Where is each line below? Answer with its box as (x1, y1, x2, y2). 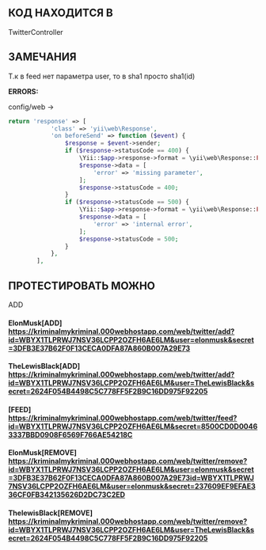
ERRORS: (8, 86, 39, 96)
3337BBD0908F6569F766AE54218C (8, 430, 133, 439)
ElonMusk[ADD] (8, 318, 63, 328)
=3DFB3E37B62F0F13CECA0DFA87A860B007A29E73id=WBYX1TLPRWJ (8, 473, 255, 483)
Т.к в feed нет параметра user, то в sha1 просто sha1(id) (8, 71, 196, 81)
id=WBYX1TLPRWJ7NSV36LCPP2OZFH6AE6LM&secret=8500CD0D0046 (8, 421, 258, 431)
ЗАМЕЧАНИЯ (8, 51, 77, 64)
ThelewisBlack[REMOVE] (8, 508, 93, 518)
